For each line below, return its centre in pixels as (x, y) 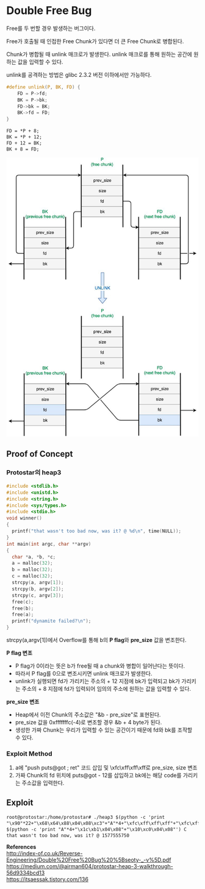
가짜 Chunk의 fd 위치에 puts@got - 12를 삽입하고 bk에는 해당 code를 (98, 776)
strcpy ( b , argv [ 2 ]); (38, 589)
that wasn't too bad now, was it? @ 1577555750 (68, 836)
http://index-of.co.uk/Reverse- (45, 854)
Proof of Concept (40, 454)
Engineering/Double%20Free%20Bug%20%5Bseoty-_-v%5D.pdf (89, 860)
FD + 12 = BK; (24, 143)
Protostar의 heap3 (34, 472)
